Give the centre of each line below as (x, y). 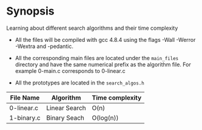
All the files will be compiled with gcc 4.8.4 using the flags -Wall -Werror (105, 39)
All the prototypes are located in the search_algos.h (79, 83)
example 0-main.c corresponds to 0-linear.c (70, 70)
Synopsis (30, 11)
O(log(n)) (105, 118)
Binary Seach (66, 118)
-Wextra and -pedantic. (44, 46)
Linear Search (66, 108)
